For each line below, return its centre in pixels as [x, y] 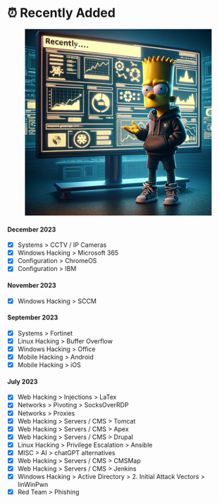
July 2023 [23, 381]
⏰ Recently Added [62, 13]
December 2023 [32, 229]
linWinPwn [33, 485]
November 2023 [32, 285]
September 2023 [33, 317]
